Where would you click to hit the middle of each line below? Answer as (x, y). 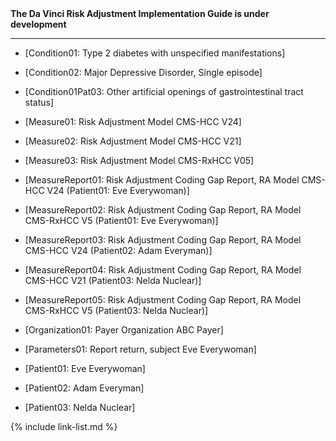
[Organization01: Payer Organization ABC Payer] (124, 330)
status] (39, 102)
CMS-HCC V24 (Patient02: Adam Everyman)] (118, 250)
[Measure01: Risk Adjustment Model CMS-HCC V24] (133, 121)
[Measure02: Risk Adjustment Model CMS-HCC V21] (133, 141)
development (38, 24)
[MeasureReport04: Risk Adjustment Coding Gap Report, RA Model (163, 270)
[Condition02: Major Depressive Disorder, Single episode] (143, 72)
